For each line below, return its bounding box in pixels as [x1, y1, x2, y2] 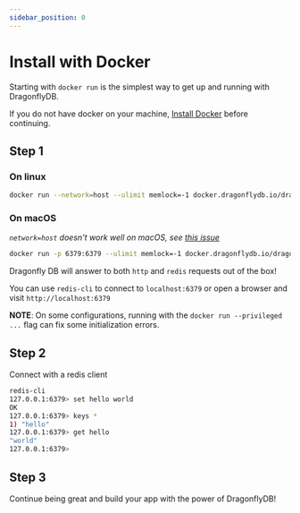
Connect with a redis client [9, 369, 108, 380]
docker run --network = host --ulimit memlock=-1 [9, 191, 190, 200]
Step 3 [9, 469, 46, 484]
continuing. [9, 117, 51, 128]
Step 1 [9, 143, 45, 158]
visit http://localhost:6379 [9, 293, 111, 304]
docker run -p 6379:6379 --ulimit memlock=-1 [9, 250, 181, 259]
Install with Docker [9, 51, 151, 72]
